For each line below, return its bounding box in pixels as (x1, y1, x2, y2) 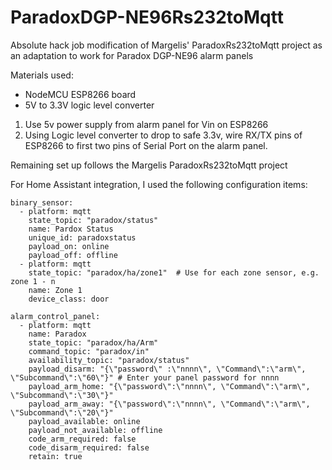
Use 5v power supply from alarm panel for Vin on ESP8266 (24, 118, 269, 130)
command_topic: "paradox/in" (28, 346, 150, 356)
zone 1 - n (10, 276, 56, 286)
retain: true (28, 451, 83, 461)
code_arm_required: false (28, 434, 137, 444)
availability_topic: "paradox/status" (28, 355, 190, 365)
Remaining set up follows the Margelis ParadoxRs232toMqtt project (10, 159, 288, 171)
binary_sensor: (10, 197, 74, 208)
